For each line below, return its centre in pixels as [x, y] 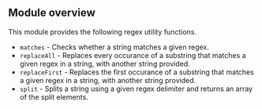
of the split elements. [54, 96]
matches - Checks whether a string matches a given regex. [114, 47]
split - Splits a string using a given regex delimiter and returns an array [136, 89]
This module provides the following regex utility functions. [103, 31]
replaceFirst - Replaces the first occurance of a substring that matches [137, 72]
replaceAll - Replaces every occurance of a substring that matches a [133, 55]
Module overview [52, 13]
